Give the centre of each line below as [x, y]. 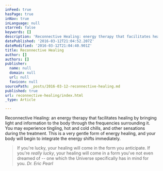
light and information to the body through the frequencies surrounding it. [78, 123]
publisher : [16, 64]
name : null [20, 68]
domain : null [23, 73]
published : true [21, 91]
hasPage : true [19, 14]
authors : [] [17, 59]
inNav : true [17, 18]
